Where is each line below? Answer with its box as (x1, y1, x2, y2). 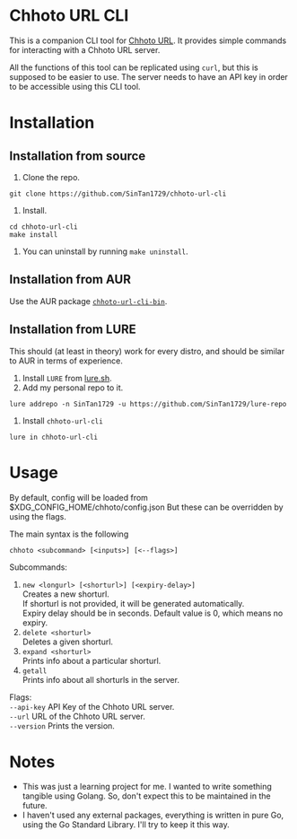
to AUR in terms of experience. (9, 355, 123, 366)
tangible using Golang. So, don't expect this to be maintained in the (22, 791, 271, 801)
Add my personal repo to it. (22, 382, 124, 393)
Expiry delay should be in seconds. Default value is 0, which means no (22, 607, 284, 618)
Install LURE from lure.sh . (22, 372, 112, 383)
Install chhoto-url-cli (22, 415, 103, 426)
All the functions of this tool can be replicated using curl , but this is (9, 62, 258, 73)
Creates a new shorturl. (22, 589, 109, 599)
